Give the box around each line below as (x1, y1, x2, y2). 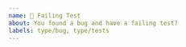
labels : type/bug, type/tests (8, 26, 110, 34)
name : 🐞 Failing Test (8, 11, 81, 20)
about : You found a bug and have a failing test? (8, 19, 179, 27)
